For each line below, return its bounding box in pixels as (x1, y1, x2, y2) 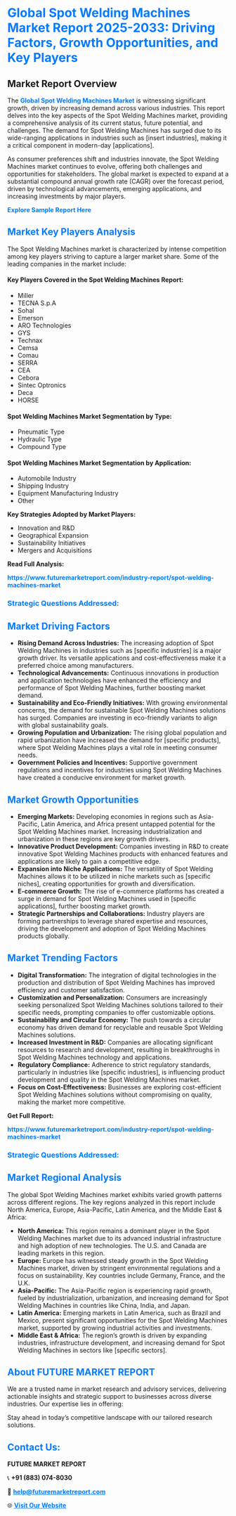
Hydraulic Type (17, 435, 62, 443)
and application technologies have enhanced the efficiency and (17, 676, 202, 685)
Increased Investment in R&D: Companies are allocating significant (17, 1038, 214, 1047)
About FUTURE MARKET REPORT (7, 1366, 156, 1378)
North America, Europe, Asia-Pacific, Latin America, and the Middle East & (7, 1205, 223, 1214)
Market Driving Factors (7, 620, 110, 632)
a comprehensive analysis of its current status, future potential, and (7, 119, 203, 127)
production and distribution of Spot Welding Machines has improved (17, 978, 216, 987)
